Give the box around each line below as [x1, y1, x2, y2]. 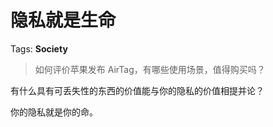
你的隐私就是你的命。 [10, 106, 98, 118]
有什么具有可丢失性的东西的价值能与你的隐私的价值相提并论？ [10, 84, 265, 96]
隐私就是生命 [10, 9, 117, 32]
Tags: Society [10, 42, 68, 55]
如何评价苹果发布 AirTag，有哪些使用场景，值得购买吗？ [34, 63, 266, 75]
